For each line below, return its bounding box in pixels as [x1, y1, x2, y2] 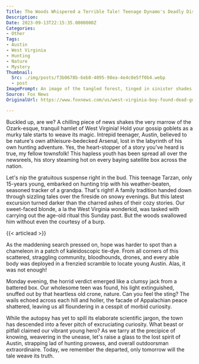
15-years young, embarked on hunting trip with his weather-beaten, [6, 180, 171, 187]
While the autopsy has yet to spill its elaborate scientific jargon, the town [6, 314, 183, 321]
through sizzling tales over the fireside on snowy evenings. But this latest [6, 193, 185, 200]
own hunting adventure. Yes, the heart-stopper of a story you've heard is [6, 143, 185, 151]
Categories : [6, 25, 36, 31]
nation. [6, 162, 23, 170]
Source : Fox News [6, 91, 49, 97]
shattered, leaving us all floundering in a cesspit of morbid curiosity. [6, 303, 172, 310]
